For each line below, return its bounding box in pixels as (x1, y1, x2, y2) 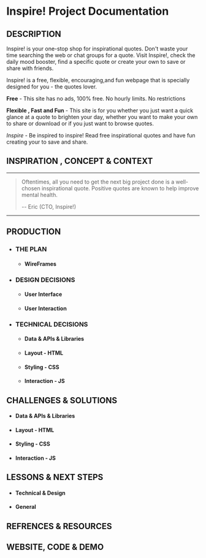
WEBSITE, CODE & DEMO (6, 542, 104, 552)
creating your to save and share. (6, 138, 88, 145)
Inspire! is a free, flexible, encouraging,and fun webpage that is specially (6, 77, 190, 83)
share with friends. (6, 64, 54, 72)
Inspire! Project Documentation (6, 4, 169, 18)
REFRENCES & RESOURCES (6, 521, 112, 532)
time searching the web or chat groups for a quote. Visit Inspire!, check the (6, 52, 196, 59)
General (15, 503, 37, 511)
